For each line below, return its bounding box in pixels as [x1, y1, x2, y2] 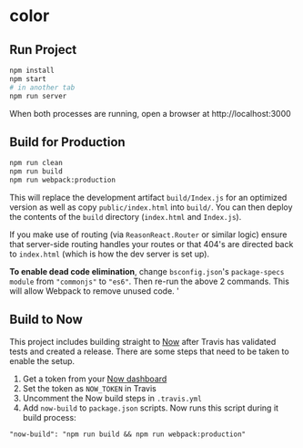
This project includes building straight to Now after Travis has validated [9, 336, 277, 347]
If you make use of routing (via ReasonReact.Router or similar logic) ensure [9, 229, 288, 240]
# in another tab [9, 83, 76, 92]
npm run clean [9, 159, 64, 168]
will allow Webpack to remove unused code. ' [9, 285, 179, 297]
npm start [9, 74, 47, 83]
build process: [22, 412, 76, 422]
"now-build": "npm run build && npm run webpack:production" [9, 430, 247, 439]
